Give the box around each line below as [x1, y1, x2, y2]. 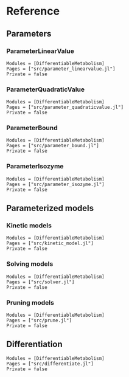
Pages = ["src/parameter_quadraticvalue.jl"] [6, 105, 124, 111]
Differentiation [6, 339, 63, 350]
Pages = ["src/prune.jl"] [6, 317, 72, 323]
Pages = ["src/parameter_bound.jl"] [6, 143, 99, 149]
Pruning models [6, 298, 55, 306]
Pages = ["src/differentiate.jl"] [6, 361, 94, 367]
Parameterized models [6, 203, 94, 213]
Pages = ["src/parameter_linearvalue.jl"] [6, 66, 116, 72]
